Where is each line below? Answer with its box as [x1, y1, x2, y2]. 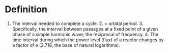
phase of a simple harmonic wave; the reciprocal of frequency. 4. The [12, 31, 159, 37]
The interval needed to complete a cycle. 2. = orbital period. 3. [12, 20, 144, 26]
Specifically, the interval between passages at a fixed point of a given [12, 25, 158, 32]
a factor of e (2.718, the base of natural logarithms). [12, 42, 121, 48]
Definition [5, 4, 48, 15]
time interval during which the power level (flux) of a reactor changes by [12, 37, 164, 43]
